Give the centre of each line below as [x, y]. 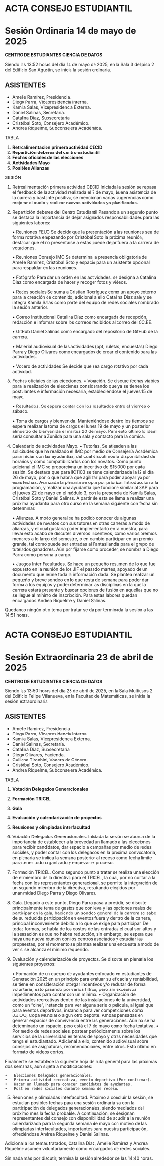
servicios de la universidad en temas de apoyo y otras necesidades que [84, 1036]
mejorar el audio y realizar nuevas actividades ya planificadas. [75, 203]
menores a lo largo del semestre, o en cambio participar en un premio [82, 539]
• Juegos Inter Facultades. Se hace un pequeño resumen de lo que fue [84, 564]
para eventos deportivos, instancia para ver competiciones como [78, 1010]
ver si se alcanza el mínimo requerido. [50, 949]
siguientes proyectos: [34, 964]
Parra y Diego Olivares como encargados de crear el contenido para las [84, 352]
